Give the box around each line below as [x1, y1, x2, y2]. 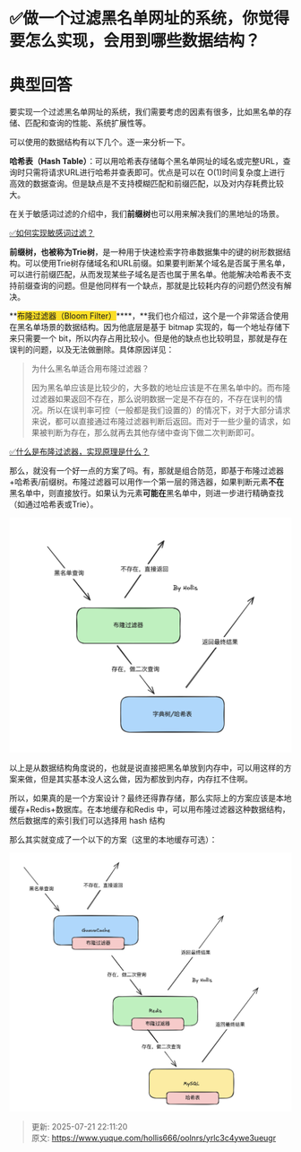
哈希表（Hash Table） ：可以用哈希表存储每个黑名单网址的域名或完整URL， [9, 156, 284, 167]
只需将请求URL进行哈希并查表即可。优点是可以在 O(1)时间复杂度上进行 [24, 167, 285, 178]
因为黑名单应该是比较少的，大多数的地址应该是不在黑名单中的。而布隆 [30, 382, 291, 393]
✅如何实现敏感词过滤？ [9, 228, 95, 239]
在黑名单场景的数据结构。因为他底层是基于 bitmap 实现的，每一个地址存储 [9, 322, 283, 333]
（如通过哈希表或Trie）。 [9, 499, 99, 510]
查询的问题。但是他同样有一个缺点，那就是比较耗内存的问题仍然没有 [32, 280, 284, 292]
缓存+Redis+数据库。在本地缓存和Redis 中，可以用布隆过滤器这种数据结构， [9, 804, 291, 815]
